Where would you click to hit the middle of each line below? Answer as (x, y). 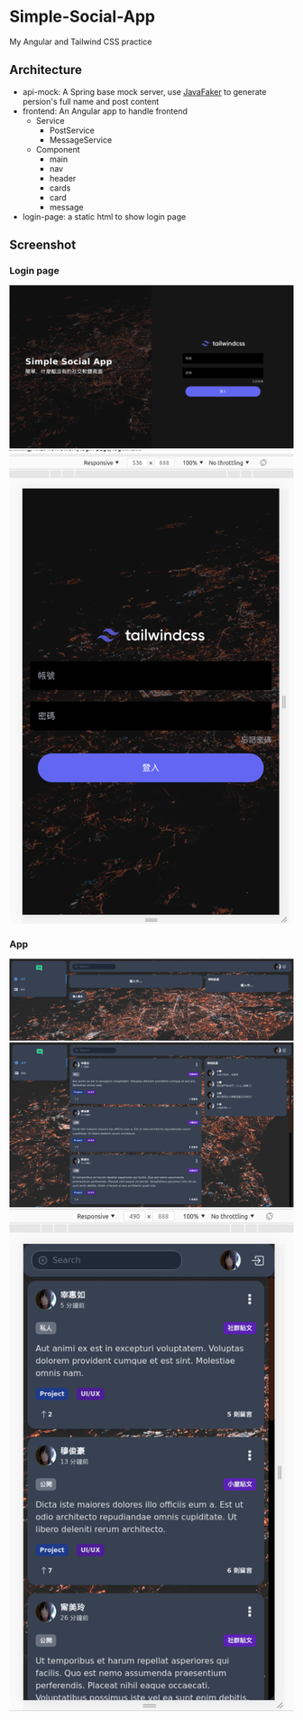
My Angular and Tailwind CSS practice (81, 42)
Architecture (46, 70)
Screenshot (43, 245)
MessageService (81, 140)
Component (58, 149)
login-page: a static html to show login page (104, 216)
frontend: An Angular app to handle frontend (105, 111)
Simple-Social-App (83, 17)
